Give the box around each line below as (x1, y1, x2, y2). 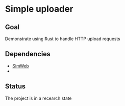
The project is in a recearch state (5, 95, 72, 101)
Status (5, 82, 26, 91)
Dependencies (5, 50, 50, 58)
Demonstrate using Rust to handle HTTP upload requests (5, 36, 121, 42)
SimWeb (12, 63, 29, 69)
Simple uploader (5, 3, 74, 15)
